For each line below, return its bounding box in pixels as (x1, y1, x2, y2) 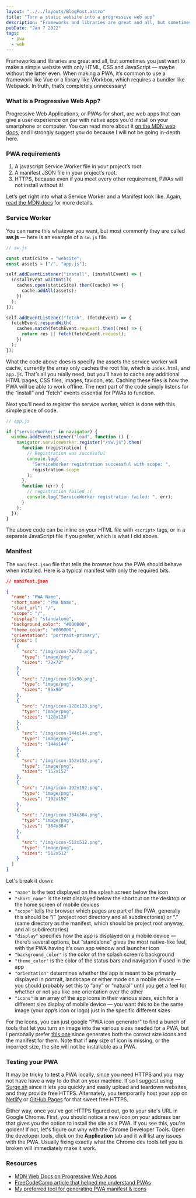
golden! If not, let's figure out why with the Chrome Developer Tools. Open (6, 1126, 185, 1133)
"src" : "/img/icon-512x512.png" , (21, 839, 103, 845)
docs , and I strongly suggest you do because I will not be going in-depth (6, 129, 181, 136)
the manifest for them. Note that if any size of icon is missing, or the (6, 1037, 170, 1044)
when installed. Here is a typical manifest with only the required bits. (6, 567, 170, 574)
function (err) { (21, 483, 64, 489)
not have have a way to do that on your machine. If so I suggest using (6, 1077, 173, 1084)
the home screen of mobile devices (14, 901, 100, 908)
